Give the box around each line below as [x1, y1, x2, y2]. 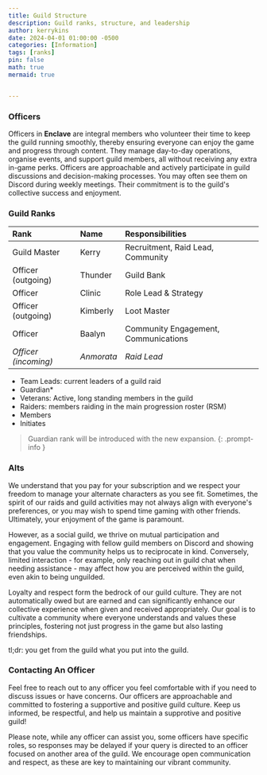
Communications [125, 333, 188, 344]
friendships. [8, 630, 48, 639]
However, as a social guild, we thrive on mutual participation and [8, 529, 220, 539]
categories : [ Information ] [8, 41, 98, 49]
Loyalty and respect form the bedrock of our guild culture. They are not [8, 587, 242, 597]
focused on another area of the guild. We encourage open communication [8, 749, 251, 758]
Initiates [19, 419, 46, 428]
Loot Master [125, 305, 171, 316]
